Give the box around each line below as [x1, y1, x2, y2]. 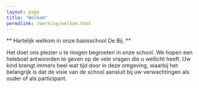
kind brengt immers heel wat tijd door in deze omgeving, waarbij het [6, 62, 178, 69]
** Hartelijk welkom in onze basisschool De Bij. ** [6, 37, 132, 45]
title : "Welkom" [6, 15, 48, 21]
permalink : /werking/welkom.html [6, 20, 92, 26]
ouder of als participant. [6, 75, 67, 82]
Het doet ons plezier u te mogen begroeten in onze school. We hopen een [6, 49, 193, 56]
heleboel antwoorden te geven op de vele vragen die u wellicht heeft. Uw [6, 56, 191, 63]
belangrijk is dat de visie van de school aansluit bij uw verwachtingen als [6, 68, 190, 76]
